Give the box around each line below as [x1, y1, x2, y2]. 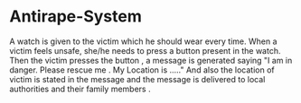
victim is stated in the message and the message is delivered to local [9, 73, 266, 84]
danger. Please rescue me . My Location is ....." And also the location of [9, 64, 275, 75]
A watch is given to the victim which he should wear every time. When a [9, 36, 277, 47]
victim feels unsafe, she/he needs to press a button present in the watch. [9, 45, 281, 56]
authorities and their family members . [9, 83, 151, 94]
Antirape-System [9, 6, 142, 27]
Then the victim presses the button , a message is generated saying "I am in [9, 55, 293, 65]
